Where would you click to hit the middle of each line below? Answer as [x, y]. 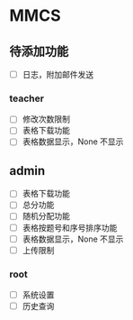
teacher [27, 98]
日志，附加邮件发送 [58, 74]
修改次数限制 [46, 119]
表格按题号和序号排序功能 [70, 227]
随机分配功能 [46, 216]
